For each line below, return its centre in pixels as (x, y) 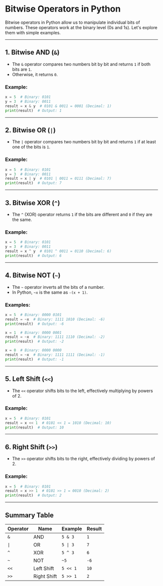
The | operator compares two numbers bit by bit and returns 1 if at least (84, 142)
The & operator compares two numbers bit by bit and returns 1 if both (81, 64)
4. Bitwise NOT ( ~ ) (33, 276)
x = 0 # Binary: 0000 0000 (33, 350)
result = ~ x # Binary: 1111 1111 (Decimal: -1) (55, 355)
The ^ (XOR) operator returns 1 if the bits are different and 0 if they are (82, 214)
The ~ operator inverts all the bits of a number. (58, 287)
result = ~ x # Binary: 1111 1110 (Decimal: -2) (55, 337)
